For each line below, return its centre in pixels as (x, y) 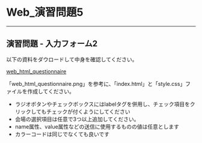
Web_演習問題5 (45, 12)
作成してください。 (51, 91)
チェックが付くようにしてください (88, 111)
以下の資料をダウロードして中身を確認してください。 (72, 59)
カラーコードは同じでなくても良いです (62, 134)
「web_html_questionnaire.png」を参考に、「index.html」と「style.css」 (96, 84)
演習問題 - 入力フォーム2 (52, 44)
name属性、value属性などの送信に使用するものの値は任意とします (97, 126)
